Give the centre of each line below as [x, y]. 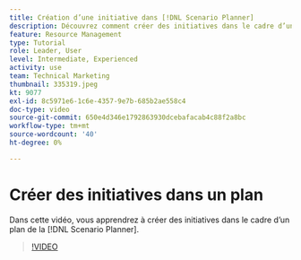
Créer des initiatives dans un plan [137, 195]
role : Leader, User [46, 51]
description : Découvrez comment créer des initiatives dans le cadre [142, 26]
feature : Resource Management [66, 34]
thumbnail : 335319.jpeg [54, 84]
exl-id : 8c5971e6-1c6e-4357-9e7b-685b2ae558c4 [98, 101]
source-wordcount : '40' [54, 134]
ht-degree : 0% [36, 143]
